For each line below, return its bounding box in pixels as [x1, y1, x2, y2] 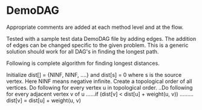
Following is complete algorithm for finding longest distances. [6, 60, 160, 67]
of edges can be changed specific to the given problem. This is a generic [6, 41, 189, 49]
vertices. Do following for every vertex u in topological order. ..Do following [6, 84, 193, 91]
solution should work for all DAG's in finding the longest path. [6, 47, 159, 55]
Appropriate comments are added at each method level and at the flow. [6, 23, 184, 31]
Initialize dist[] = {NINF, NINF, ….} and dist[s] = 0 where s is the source [6, 71, 182, 78]
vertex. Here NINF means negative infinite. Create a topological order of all [6, 78, 192, 85]
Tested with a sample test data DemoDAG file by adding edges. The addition [6, 35, 197, 42]
